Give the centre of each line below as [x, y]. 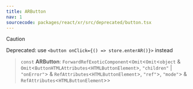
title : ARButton [26, 11]
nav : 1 [14, 17]
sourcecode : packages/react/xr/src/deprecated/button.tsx [79, 22]
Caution [16, 39]
